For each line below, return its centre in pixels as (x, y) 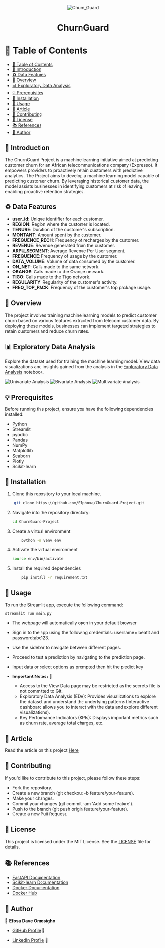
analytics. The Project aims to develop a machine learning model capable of (82, 175)
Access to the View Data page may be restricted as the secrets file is (90, 686)
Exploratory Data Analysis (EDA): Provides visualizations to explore (88, 696)
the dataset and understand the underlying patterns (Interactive (84, 702)
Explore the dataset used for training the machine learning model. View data (82, 361)
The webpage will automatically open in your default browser (75, 623)
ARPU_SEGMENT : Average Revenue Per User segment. (69, 251)
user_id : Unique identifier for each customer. (58, 219)
